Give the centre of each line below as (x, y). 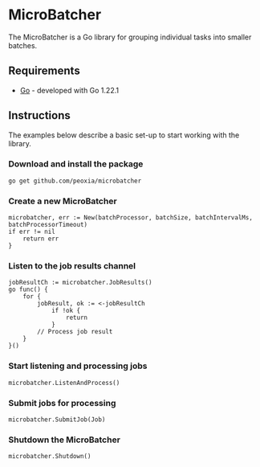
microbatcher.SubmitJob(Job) (57, 420)
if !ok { (66, 311)
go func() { (28, 290)
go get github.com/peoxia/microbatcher (75, 181)
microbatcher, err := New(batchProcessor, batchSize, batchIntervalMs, (130, 218)
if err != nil (32, 232)
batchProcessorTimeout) (48, 225)
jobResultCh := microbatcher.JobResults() (80, 283)
